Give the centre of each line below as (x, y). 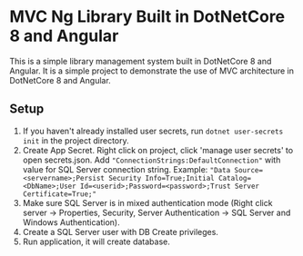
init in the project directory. (76, 140)
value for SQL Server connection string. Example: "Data (126, 169)
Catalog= (235, 178)
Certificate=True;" (60, 194)
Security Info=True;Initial (162, 178)
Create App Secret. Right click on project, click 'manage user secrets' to (158, 150)
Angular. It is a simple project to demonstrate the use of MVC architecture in (151, 71)
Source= (249, 170)
